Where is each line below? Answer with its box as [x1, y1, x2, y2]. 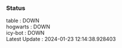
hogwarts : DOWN [6, 23, 50, 30]
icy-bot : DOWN [6, 29, 45, 36]
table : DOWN [6, 17, 39, 24]
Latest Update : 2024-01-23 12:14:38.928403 [6, 36, 116, 43]
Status [6, 4, 25, 12]
